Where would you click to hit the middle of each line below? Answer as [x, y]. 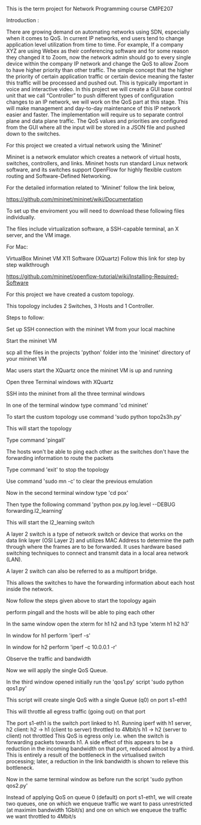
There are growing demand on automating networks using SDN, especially [98, 32]
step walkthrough [28, 265]
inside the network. [30, 589]
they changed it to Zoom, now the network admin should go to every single [99, 57]
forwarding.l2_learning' [35, 511]
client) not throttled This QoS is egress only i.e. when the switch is [88, 736]
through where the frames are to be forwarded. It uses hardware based [94, 547]
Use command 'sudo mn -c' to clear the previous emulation [79, 481]
